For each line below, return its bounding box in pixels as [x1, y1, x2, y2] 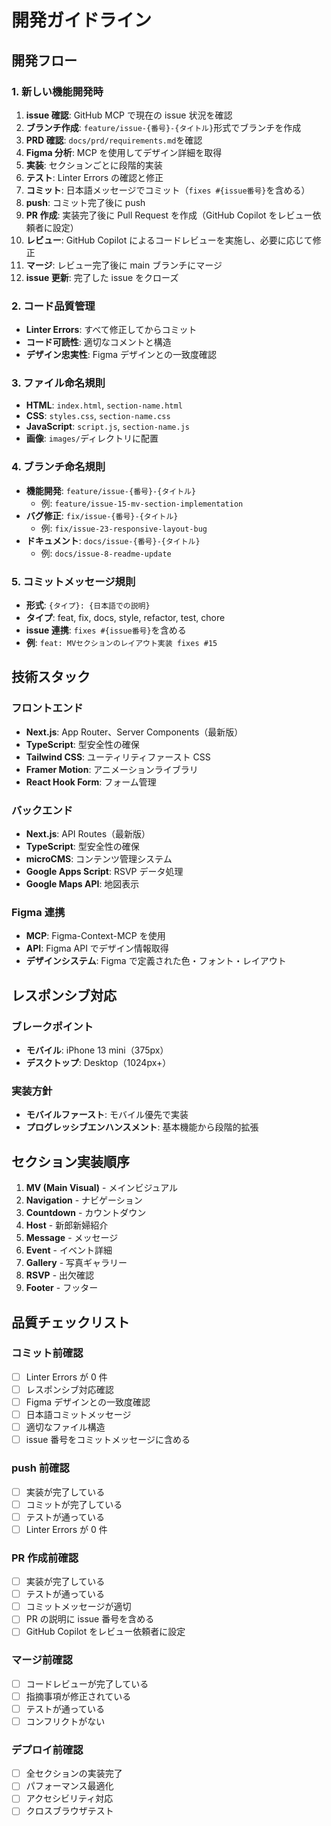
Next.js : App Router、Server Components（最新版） [25, 726, 244, 738]
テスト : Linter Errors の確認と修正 [25, 171, 164, 183]
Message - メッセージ [25, 1232, 119, 1244]
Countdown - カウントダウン [25, 1207, 147, 1219]
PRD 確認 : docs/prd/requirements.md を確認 [25, 134, 203, 146]
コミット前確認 [11, 1346, 84, 1360]
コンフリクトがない [25, 1715, 106, 1727]
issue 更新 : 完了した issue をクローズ [25, 271, 179, 283]
